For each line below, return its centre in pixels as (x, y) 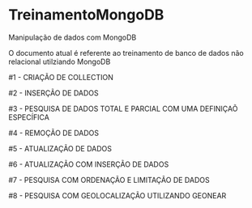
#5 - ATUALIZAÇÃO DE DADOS (60, 148)
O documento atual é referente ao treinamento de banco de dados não (126, 53)
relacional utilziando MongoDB (60, 62)
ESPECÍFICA (29, 117)
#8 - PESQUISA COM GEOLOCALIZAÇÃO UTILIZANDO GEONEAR (117, 195)
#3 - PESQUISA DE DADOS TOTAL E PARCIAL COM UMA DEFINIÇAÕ (123, 108)
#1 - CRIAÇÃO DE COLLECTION (61, 77)
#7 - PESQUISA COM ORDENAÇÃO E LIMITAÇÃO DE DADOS (109, 180)
